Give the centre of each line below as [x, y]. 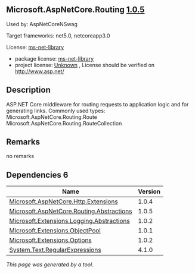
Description [28, 90]
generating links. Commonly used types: [56, 111]
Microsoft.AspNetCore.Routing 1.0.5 [75, 10]
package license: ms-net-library [54, 58]
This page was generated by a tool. [50, 264]
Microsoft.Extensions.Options [51, 240]
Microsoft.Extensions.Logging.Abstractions [69, 221]
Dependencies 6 [37, 175]
